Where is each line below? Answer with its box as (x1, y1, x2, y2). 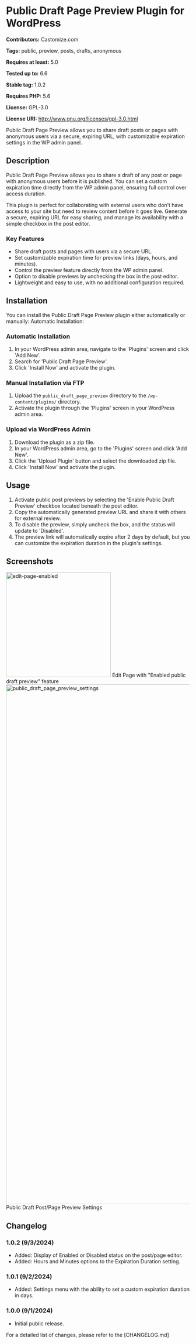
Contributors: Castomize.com (6, 36, 79, 43)
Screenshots (6, 556, 54, 566)
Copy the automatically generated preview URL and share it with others (14, 508, 186, 515)
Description (6, 156, 50, 166)
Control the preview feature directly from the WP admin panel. (14, 267, 164, 274)
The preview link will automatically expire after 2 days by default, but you (14, 533, 190, 540)
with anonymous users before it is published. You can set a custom (6, 177, 167, 185)
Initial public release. (14, 1320, 64, 1327)
